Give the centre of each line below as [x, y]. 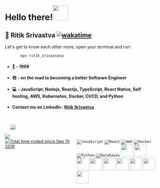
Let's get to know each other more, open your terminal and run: [68, 47]
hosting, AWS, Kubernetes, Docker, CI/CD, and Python [68, 96]
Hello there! [29, 17]
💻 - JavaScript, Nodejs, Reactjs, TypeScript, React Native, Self [76, 89]
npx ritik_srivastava [42, 56]
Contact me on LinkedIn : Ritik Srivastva [53, 107]
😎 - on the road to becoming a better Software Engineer [69, 78]
